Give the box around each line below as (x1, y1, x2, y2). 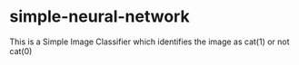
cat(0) (9, 45, 33, 56)
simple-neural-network (9, 6, 190, 27)
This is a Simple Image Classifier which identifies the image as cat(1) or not (9, 36, 290, 47)
